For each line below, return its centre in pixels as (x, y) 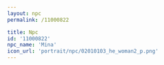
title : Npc (23, 32)
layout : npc (24, 13)
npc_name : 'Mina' (32, 45)
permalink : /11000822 (38, 20)
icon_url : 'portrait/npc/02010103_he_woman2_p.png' (83, 51)
